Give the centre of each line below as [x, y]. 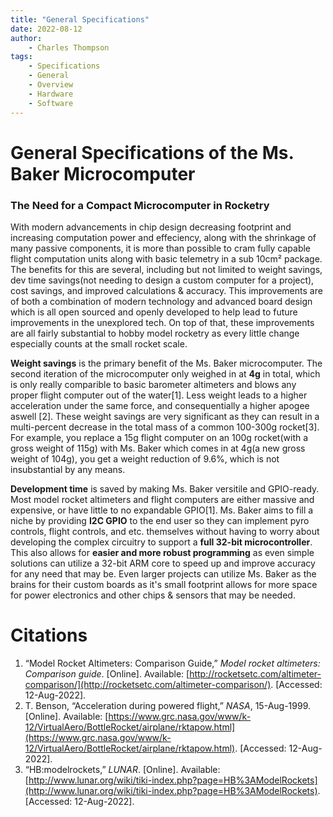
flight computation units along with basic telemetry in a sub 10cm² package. [166, 258]
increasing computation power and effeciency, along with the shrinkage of [163, 237]
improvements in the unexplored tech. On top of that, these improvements [162, 322]
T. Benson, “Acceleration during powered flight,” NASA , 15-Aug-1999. [168, 705]
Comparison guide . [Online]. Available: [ [107, 673]
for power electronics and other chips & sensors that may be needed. [153, 595]
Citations [49, 635]
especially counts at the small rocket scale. [99, 343]
